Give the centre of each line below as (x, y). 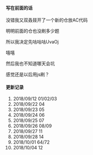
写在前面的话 (19, 8)
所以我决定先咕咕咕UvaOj (32, 42)
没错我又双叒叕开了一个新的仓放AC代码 (47, 20)
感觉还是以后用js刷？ (28, 75)
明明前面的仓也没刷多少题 (33, 31)
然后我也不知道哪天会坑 (30, 63)
